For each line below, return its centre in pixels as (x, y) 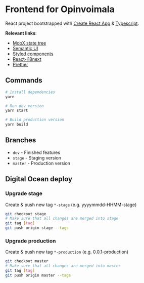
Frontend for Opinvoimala (60, 9)
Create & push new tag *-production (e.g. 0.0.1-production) (67, 252)
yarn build (17, 125)
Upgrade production (31, 240)
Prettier (20, 64)
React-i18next (27, 59)
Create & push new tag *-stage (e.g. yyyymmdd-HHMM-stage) (71, 205)
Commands (24, 80)
